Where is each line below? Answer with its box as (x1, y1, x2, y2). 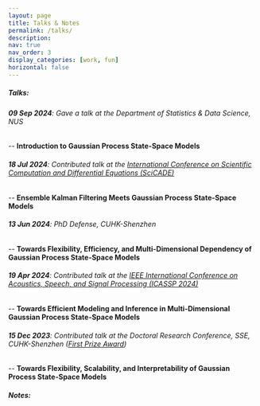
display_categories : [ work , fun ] (8, 57, 119, 64)
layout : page (8, 11, 52, 20)
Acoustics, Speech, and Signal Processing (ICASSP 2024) (8, 279, 199, 289)
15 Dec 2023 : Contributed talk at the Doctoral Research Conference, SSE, (8, 330, 250, 340)
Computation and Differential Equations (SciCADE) (8, 168, 175, 178)
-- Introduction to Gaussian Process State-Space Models (8, 141, 200, 151)
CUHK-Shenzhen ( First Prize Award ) (8, 339, 127, 349)
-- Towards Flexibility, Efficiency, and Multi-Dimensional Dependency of (8, 244, 252, 253)
